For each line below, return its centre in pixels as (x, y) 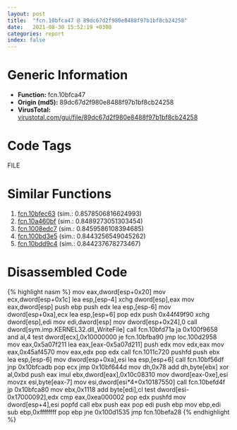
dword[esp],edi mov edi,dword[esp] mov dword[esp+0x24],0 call (102, 322)
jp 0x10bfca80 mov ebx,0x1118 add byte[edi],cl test (81, 389)
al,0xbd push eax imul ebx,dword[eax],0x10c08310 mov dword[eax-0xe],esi (118, 374)
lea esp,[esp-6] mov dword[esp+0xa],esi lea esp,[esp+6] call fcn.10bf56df (116, 359)
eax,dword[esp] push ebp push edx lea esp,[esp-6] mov (89, 307)
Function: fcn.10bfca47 (51, 95)
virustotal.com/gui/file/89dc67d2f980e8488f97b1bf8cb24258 (108, 117)
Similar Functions (59, 194)
